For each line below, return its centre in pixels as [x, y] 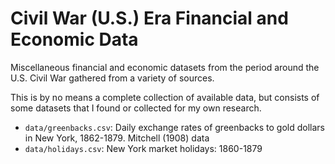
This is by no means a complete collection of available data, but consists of [165, 97]
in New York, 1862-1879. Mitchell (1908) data [117, 138]
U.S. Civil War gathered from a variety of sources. [112, 78]
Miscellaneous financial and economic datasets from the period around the [165, 67]
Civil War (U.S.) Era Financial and [149, 18]
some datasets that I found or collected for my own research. [136, 108]
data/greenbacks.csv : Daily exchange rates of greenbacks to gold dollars [174, 127]
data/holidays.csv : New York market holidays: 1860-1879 [143, 148]
